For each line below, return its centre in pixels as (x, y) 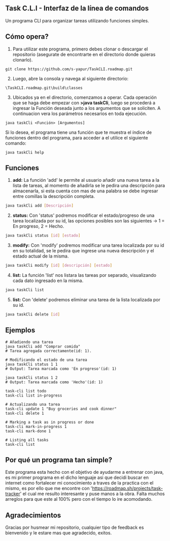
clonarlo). (23, 60)
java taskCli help (25, 152)
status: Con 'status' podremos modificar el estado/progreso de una (83, 215)
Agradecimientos (33, 515)
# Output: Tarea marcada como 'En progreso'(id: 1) (61, 368)
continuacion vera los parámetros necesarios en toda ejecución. (80, 113)
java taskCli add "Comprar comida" (43, 346)
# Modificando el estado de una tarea (46, 360)
